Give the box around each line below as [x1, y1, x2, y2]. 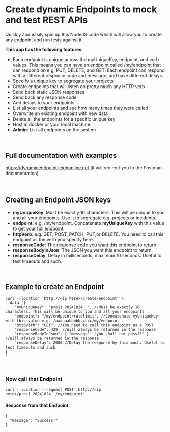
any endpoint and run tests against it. [5, 37, 83, 43]
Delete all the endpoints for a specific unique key [12, 116, 116, 122]
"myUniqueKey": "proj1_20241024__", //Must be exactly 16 [14, 305, 140, 310]
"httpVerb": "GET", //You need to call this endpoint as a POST [14, 323, 154, 328]
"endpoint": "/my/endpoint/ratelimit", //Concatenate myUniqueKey [14, 314, 158, 319]
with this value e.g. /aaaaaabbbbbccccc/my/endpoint [5, 318, 120, 324]
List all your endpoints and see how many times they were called [12, 105, 149, 111]
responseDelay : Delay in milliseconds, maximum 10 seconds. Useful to [12, 252, 162, 258]
